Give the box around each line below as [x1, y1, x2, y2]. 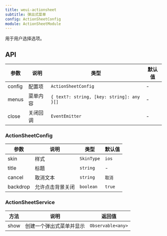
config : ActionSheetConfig [5, 16, 61, 21]
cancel [7, 174, 24, 181]
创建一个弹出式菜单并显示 [25, 223, 85, 230]
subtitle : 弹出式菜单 [5, 12, 46, 17]
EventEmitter [50, 113, 82, 119]
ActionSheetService [5, 199, 55, 206]
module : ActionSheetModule [5, 21, 61, 26]
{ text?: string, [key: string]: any [50, 94, 140, 100]
